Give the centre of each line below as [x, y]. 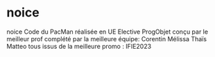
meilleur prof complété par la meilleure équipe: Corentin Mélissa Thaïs [107, 38]
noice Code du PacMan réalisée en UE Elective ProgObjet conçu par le [108, 32]
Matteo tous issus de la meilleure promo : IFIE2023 [79, 46]
